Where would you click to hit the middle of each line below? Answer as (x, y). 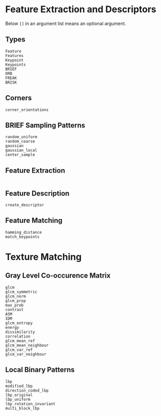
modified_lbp (19, 386)
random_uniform (21, 137)
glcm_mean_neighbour (27, 345)
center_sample (20, 155)
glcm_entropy (19, 323)
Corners (19, 98)
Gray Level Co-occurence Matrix (58, 276)
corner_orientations (27, 110)
